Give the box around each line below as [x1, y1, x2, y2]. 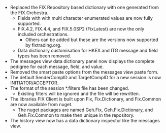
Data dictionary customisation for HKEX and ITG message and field [17, 48, 158, 53]
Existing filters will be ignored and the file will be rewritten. [17, 91, 140, 96]
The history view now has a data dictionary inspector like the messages [10, 118, 160, 123]
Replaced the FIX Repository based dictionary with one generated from [10, 5, 159, 10]
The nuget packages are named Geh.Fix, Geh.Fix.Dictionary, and [17, 107, 153, 113]
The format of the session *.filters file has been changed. [10, 85, 129, 91]
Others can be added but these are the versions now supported [25, 37, 158, 43]
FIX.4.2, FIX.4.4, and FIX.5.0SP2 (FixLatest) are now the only [17, 26, 145, 32]
